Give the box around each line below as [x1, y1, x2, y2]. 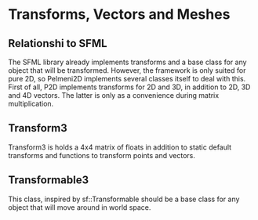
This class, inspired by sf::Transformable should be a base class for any [8, 194, 240, 204]
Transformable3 [8, 174, 89, 187]
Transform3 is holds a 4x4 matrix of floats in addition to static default [8, 142, 232, 152]
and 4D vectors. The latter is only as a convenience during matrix [8, 91, 220, 99]
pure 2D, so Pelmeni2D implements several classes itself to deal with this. [8, 74, 246, 83]
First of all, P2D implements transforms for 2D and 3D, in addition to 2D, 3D [8, 82, 251, 92]
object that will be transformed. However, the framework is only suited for [8, 66, 246, 75]
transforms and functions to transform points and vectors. [8, 150, 196, 160]
